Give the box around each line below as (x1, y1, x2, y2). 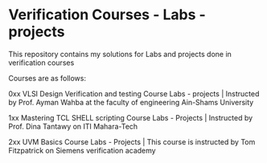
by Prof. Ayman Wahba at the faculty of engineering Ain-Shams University (8, 97, 254, 107)
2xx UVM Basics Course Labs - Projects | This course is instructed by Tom (8, 137, 256, 146)
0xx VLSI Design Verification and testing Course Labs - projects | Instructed (8, 88, 260, 98)
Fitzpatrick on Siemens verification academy (8, 145, 156, 155)
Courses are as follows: (8, 73, 87, 83)
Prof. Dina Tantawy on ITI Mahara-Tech (8, 121, 138, 131)
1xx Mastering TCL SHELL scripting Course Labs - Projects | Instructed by (8, 112, 253, 122)
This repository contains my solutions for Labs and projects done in (8, 49, 232, 59)
